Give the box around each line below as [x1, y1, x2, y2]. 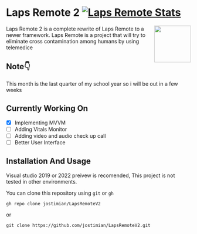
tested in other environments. [6, 178, 77, 185]
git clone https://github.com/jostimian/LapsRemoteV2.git [6, 222, 151, 228]
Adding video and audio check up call [14, 132, 106, 139]
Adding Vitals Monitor [14, 126, 67, 133]
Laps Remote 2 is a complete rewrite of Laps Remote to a [6, 25, 144, 32]
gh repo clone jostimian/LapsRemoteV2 [6, 201, 101, 206]
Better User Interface [14, 138, 66, 146]
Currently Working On [6, 103, 89, 114]
